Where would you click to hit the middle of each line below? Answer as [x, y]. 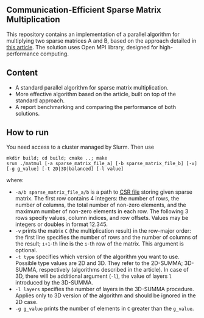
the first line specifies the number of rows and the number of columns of [106, 238]
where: [15, 180]
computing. [55, 54]
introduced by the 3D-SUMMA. [54, 283]
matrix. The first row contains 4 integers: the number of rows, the [97, 199]
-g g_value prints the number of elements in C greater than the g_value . [104, 309]
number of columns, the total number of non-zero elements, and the [101, 205]
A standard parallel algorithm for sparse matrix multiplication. [92, 87]
